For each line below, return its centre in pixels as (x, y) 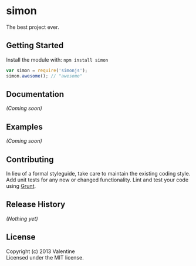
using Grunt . (21, 186)
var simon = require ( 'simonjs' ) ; (47, 70)
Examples (24, 127)
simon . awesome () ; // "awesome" (44, 76)
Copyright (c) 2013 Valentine (40, 251)
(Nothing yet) (22, 218)
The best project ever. (33, 27)
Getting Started (35, 46)
